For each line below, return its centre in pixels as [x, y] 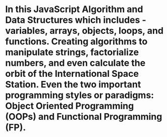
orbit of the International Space [72, 74]
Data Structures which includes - [76, 20]
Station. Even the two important [73, 85]
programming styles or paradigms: [80, 95]
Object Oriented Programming [70, 106]
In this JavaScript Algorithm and [74, 9]
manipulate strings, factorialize [72, 52]
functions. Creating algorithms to [76, 42]
